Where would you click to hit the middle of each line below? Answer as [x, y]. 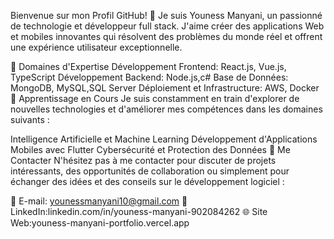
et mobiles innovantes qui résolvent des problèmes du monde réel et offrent [166, 36]
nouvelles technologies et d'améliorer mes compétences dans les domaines [166, 109]
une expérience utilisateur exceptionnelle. [96, 47]
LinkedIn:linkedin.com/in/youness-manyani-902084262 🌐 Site [139, 211]
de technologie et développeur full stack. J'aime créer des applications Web [167, 26]
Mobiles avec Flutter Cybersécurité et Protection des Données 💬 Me [150, 149]
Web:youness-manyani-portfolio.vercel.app [100, 223]
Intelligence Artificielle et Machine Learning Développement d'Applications [164, 139]
